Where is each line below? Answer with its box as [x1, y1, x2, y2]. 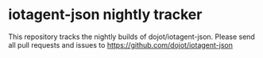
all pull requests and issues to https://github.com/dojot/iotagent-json [8, 40, 233, 49]
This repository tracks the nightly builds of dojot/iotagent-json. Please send [8, 32, 256, 41]
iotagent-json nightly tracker [8, 6, 203, 24]
